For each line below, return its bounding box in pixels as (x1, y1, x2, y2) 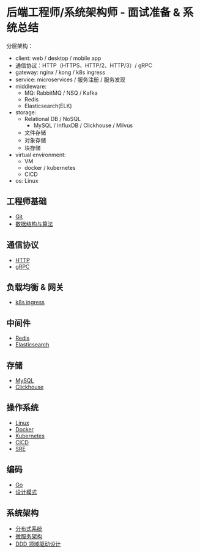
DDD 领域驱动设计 (15, 540, 61, 548)
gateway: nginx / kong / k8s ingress (15, 68, 106, 76)
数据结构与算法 (15, 220, 53, 227)
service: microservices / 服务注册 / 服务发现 (15, 76, 126, 83)
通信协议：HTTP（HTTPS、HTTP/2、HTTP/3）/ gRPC (15, 62, 153, 69)
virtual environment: (15, 151, 66, 158)
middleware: (15, 82, 47, 90)
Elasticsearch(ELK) (24, 102, 72, 109)
